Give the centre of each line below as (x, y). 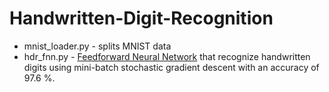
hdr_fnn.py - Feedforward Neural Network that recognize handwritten (167, 56)
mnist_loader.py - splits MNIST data (97, 46)
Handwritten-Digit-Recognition (141, 18)
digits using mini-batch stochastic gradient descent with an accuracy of (171, 67)
